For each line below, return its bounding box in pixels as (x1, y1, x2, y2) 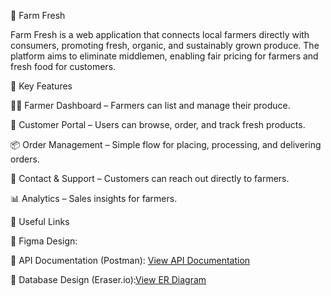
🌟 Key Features (10, 80, 73, 92)
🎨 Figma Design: (10, 235, 78, 247)
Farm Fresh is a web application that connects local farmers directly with (10, 29, 310, 40)
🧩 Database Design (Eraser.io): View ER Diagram (10, 274, 207, 285)
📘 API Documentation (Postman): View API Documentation (10, 255, 251, 266)
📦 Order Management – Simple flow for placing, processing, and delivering (10, 139, 322, 150)
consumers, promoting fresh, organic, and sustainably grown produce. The (10, 40, 320, 51)
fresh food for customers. (10, 61, 117, 72)
